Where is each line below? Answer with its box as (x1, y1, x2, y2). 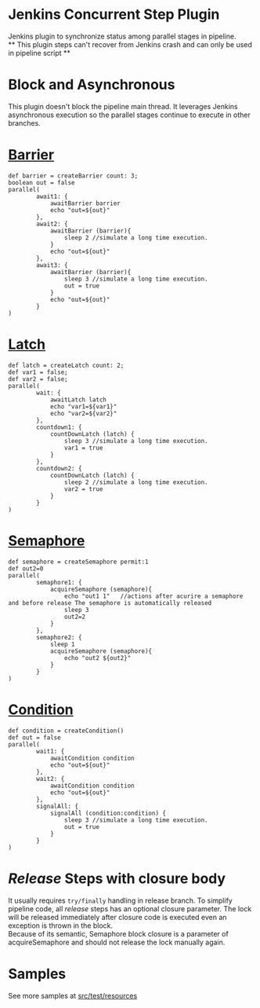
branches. (8, 118, 41, 127)
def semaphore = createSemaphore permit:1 (8, 558, 149, 566)
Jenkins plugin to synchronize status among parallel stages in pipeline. (8, 31, 237, 41)
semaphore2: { (36, 633, 82, 641)
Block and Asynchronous (8, 76, 175, 93)
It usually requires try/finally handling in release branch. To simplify (8, 896, 233, 905)
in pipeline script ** (8, 48, 70, 57)
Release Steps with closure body (8, 870, 226, 887)
